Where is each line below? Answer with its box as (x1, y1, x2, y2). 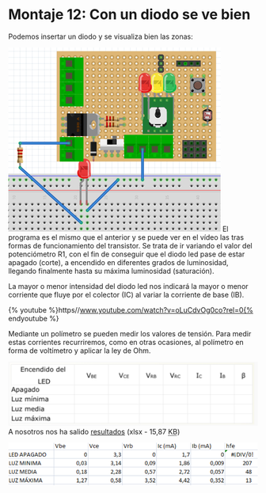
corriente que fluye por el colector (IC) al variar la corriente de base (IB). (8, 290, 245, 299)
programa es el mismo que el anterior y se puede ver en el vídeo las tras (8, 232, 244, 242)
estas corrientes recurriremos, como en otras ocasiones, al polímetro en (8, 337, 244, 347)
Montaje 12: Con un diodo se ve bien (8, 6, 251, 24)
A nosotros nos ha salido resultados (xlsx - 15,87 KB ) (8, 427, 180, 437)
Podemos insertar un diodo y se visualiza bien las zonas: (8, 32, 193, 41)
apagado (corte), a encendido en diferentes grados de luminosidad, (8, 257, 229, 267)
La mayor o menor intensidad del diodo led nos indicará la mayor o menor (8, 281, 249, 290)
